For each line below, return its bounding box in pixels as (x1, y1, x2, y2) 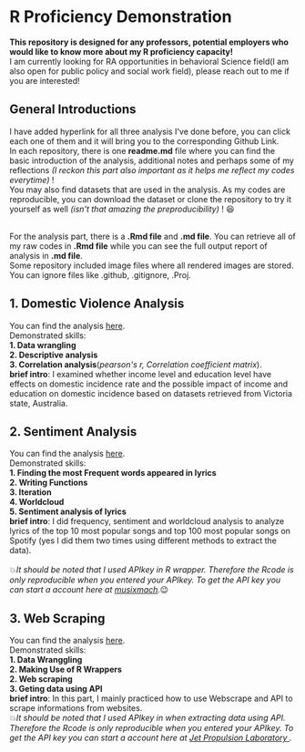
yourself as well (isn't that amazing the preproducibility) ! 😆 (9, 203, 235, 214)
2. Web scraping (9, 674, 73, 685)
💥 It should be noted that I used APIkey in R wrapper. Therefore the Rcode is (9, 564, 294, 575)
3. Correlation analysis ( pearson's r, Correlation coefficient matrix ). (9, 358, 262, 370)
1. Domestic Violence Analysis (9, 296, 185, 312)
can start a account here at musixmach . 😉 (9, 584, 169, 595)
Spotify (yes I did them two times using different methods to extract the (9, 535, 278, 546)
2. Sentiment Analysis (9, 424, 137, 439)
